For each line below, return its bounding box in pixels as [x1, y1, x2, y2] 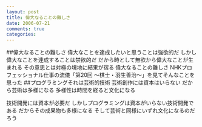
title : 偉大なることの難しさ [6, 15, 71, 21]
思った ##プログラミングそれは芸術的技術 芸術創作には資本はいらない [6, 79, 181, 86]
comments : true [6, 25, 45, 32]
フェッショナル [6, 71, 44, 79]
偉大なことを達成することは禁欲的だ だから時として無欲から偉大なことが [6, 56, 189, 63]
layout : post [6, 8, 39, 15]
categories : [6, 31, 36, 37]
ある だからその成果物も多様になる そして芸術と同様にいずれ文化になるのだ [6, 107, 195, 114]
